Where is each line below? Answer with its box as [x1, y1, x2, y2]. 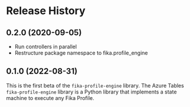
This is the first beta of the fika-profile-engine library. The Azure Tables [6, 82, 184, 89]
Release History [6, 4, 86, 18]
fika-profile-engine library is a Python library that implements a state [6, 88, 177, 95]
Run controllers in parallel [14, 43, 77, 50]
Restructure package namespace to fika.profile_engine [14, 49, 148, 56]
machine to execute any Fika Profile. [6, 94, 94, 101]
